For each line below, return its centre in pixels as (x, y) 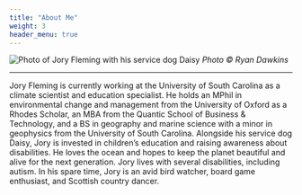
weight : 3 (28, 26)
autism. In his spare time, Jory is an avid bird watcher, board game (133, 172)
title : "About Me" (44, 18)
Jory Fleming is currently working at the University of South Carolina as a (145, 85)
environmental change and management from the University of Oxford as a (148, 105)
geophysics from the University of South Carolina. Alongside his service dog (151, 133)
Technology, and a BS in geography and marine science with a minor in (141, 124)
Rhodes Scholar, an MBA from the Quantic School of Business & (128, 114)
